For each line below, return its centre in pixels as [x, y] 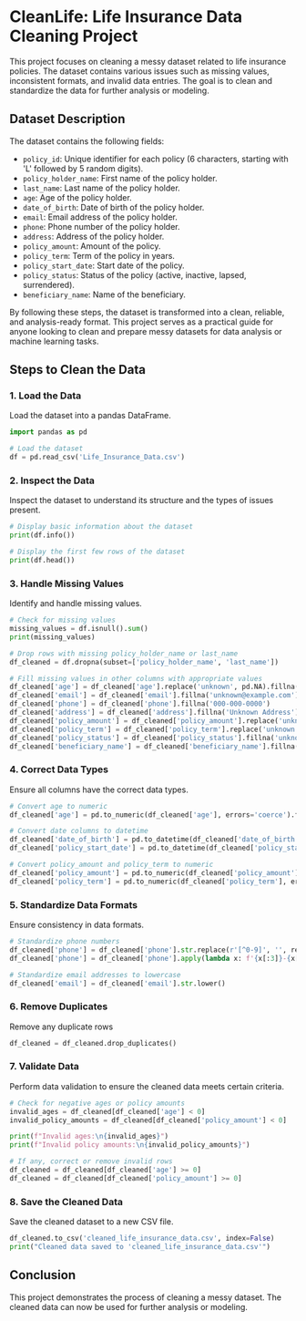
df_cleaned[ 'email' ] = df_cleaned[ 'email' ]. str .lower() [117, 983]
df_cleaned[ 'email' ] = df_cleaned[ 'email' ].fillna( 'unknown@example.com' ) [154, 696]
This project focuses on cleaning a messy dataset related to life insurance [148, 61]
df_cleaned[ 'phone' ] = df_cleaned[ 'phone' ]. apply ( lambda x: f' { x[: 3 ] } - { [150, 958]
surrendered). [49, 284]
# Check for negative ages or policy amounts [97, 1103]
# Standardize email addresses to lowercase [95, 975]
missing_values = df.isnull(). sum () [79, 629]
